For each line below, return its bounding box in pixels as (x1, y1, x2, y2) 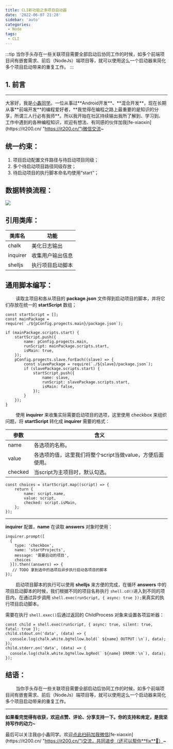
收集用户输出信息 (31, 252, 73, 259)
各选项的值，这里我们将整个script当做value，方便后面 (33, 451, 164, 458)
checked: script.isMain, (24, 500, 77, 505)
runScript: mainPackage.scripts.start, (24, 343, 110, 349)
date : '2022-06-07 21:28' (5, 12, 61, 17)
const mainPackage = (5, 316, 50, 322)
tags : (5, 31, 17, 37)
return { (14, 487, 33, 492)
